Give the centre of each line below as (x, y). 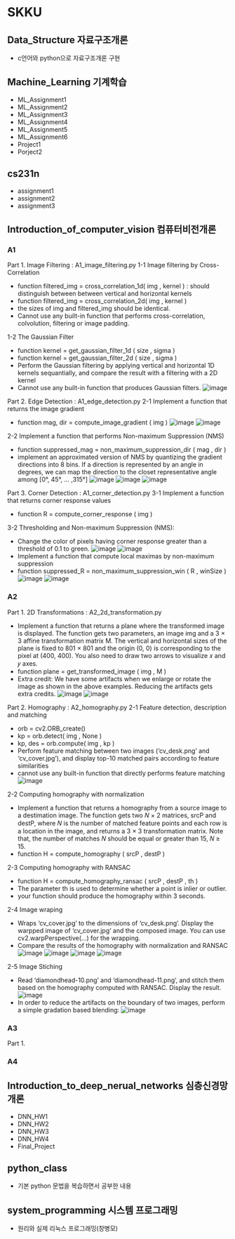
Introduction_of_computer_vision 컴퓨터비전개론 (112, 230)
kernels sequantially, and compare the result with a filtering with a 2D (117, 373)
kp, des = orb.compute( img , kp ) (66, 743)
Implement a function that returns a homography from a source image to (122, 808)
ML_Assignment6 (42, 137)
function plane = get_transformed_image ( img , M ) (92, 671)
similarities (33, 765)
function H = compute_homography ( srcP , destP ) (91, 854)
